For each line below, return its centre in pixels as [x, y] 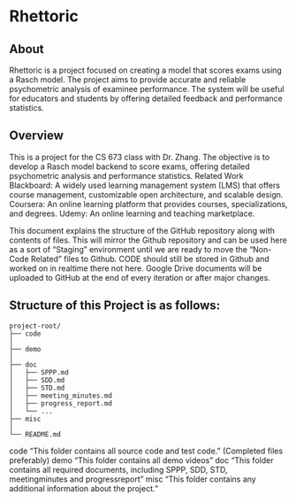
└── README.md [35, 434]
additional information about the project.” [84, 488]
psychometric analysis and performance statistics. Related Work [126, 175]
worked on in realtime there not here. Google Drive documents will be [136, 268]
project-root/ [35, 326]
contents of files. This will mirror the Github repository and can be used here [148, 240]
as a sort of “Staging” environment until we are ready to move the [128, 249]
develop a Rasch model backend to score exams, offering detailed [129, 166]
